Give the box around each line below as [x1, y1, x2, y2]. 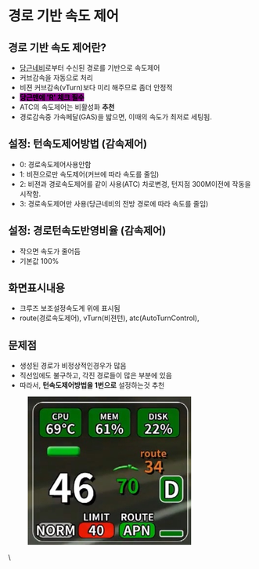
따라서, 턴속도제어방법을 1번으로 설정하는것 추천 [19, 381, 165, 390]
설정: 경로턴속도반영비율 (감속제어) [8, 224, 167, 238]
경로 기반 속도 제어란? [8, 41, 107, 54]
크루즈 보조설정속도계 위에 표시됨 [19, 304, 121, 313]
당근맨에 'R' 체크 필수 [19, 93, 85, 102]
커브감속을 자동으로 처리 [19, 73, 94, 82]
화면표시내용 [8, 282, 65, 295]
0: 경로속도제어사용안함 [19, 159, 92, 169]
